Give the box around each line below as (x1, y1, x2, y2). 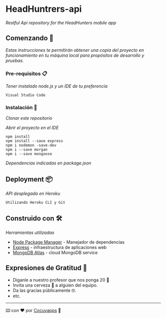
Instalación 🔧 (5, 104, 37, 111)
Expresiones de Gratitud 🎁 (5, 264, 88, 272)
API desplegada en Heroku (5, 191, 61, 196)
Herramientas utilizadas (5, 229, 55, 235)
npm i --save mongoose (5, 152, 52, 157)
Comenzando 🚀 (5, 34, 54, 42)
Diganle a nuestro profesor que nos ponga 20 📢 (12, 277, 110, 283)
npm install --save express (5, 139, 64, 144)
